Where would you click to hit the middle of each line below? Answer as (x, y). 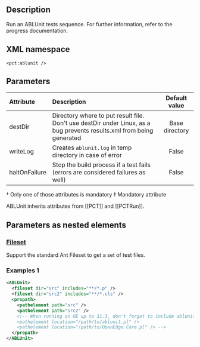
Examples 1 (23, 271)
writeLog (22, 152)
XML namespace (38, 49)
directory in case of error (87, 155)
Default (176, 98)
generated (67, 138)
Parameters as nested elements (66, 225)
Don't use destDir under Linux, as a (101, 123)
